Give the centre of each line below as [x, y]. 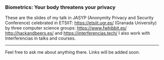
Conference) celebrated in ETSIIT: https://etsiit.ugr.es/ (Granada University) [81, 23]
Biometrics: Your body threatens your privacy [60, 7]
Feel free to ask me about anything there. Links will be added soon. [72, 52]
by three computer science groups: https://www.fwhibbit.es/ [66, 28]
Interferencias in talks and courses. [41, 38]
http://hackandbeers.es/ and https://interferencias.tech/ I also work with [78, 33]
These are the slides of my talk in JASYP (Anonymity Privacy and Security [79, 18]
